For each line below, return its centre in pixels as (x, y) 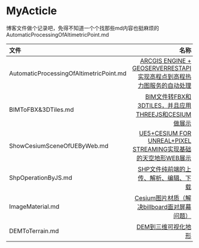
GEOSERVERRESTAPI (162, 68)
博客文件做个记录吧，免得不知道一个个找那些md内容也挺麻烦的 (83, 28)
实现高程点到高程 (161, 76)
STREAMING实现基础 (162, 149)
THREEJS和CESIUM (163, 114)
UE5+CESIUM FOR (165, 133)
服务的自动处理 (170, 85)
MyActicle (32, 11)
